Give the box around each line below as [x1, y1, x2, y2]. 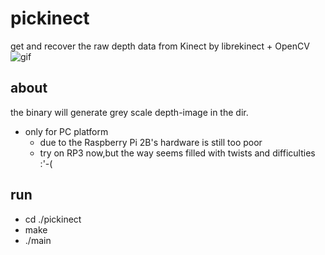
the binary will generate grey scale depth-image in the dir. [10, 106, 249, 118]
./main [24, 234, 52, 246]
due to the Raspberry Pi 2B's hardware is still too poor [39, 136, 263, 148]
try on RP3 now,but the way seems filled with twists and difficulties [39, 147, 316, 159]
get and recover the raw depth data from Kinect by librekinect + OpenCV [10, 40, 310, 52]
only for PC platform [24, 125, 109, 137]
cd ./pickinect [24, 213, 82, 225]
